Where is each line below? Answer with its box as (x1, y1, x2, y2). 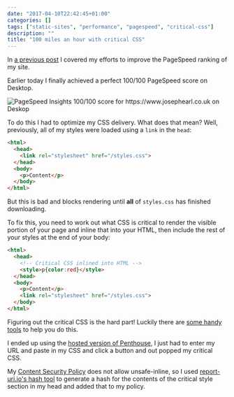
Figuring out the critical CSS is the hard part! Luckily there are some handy (7, 317, 222, 326)
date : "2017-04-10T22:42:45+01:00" (7, 10, 111, 17)
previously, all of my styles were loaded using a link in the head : (7, 126, 192, 134)
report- (199, 367, 221, 375)
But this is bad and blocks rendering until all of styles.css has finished (7, 197, 211, 206)
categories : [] (7, 17, 52, 24)
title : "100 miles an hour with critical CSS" (7, 36, 145, 43)
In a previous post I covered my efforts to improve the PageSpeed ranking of (7, 55, 228, 64)
